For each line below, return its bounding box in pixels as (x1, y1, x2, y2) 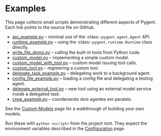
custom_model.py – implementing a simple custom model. (12, 54, 129, 60)
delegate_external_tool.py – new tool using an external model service (12, 86, 152, 91)
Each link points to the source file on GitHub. (5, 24, 95, 30)
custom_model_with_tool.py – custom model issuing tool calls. (12, 60, 138, 66)
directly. (12, 44, 29, 50)
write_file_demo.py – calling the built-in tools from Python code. (12, 49, 141, 55)
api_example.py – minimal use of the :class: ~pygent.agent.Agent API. (12, 34, 151, 40)
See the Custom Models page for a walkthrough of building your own (5, 106, 144, 112)
